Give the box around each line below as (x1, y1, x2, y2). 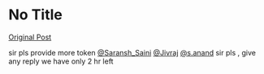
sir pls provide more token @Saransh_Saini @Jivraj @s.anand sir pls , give (8, 47, 256, 57)
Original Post (8, 32, 52, 42)
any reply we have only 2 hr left (8, 56, 114, 66)
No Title (8, 6, 63, 24)
